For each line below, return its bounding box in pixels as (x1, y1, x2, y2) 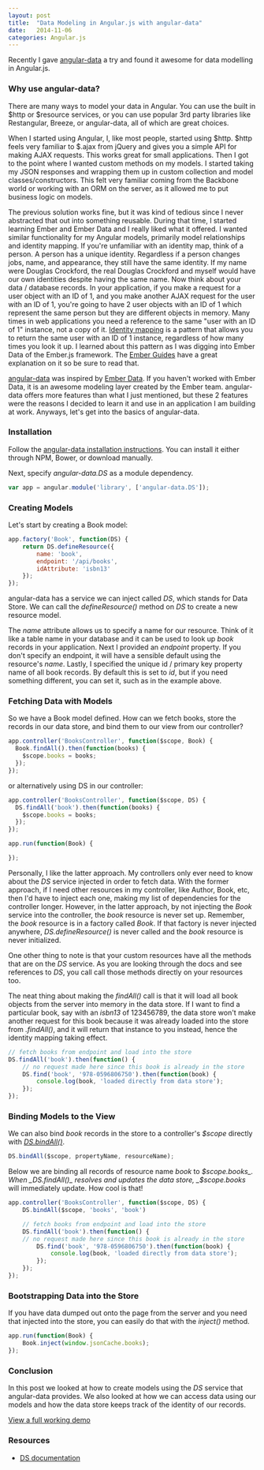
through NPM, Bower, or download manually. (8, 453, 154, 462)
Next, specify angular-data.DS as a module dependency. (8, 468, 194, 477)
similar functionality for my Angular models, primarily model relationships (8, 232, 246, 241)
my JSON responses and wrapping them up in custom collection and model (8, 166, 254, 176)
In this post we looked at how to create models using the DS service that (8, 1383, 244, 1393)
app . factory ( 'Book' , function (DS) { (8, 536, 128, 544)
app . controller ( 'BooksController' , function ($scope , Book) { (8, 737, 214, 746)
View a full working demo (8, 1416, 91, 1425)
